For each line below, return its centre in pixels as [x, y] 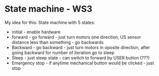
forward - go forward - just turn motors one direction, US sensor [76, 37]
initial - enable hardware [36, 32]
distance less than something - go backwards [58, 42]
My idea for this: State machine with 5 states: [50, 22]
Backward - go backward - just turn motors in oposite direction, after [81, 47]
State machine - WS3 [49, 9]
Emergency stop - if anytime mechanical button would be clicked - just [83, 63]
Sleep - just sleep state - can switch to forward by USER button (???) [80, 57]
